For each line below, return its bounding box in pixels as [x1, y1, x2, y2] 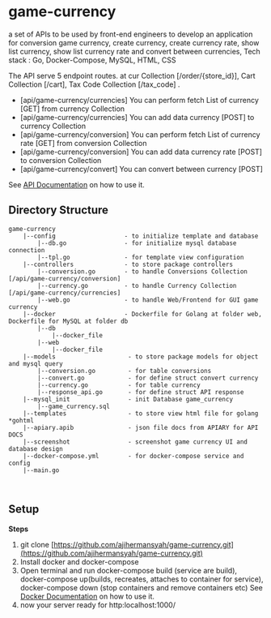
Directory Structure [8, 204, 109, 217]
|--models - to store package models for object [23, 352, 259, 361]
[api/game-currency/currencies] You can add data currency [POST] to [19, 112, 255, 122]
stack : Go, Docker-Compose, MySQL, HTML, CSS [8, 55, 176, 65]
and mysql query [8, 359, 63, 367]
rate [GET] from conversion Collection [19, 138, 147, 148]
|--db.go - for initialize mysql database [37, 238, 237, 247]
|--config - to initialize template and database [23, 232, 259, 240]
